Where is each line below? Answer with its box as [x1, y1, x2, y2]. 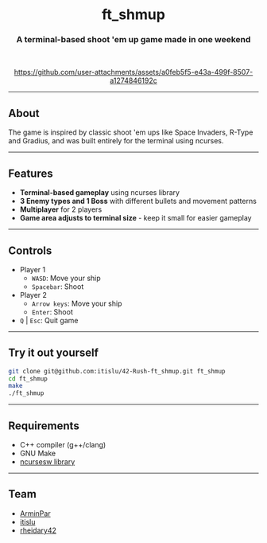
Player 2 [19, 290, 48, 299]
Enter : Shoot [31, 307, 73, 316]
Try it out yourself [8, 346, 99, 360]
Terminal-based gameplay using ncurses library [19, 188, 180, 197]
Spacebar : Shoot [31, 281, 84, 291]
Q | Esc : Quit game [19, 315, 79, 325]
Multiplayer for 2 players [19, 205, 103, 214]
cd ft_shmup [8, 374, 48, 383]
